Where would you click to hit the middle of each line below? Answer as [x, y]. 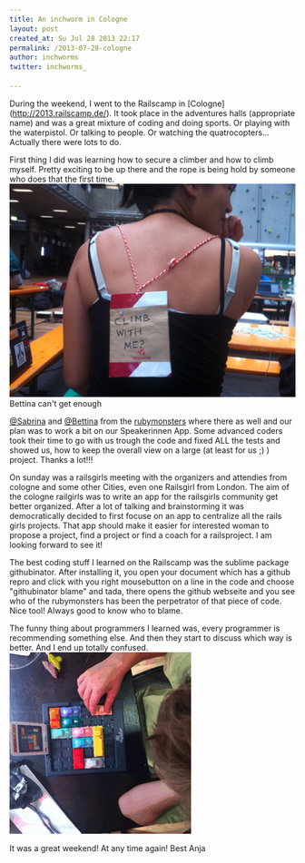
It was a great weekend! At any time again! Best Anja [108, 848]
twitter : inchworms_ [49, 67]
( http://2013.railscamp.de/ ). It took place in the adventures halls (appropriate [152, 113]
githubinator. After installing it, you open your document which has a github [150, 572]
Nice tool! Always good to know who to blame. [96, 610]
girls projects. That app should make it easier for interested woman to [139, 525]
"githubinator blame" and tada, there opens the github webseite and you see [152, 591]
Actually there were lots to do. [66, 142]
